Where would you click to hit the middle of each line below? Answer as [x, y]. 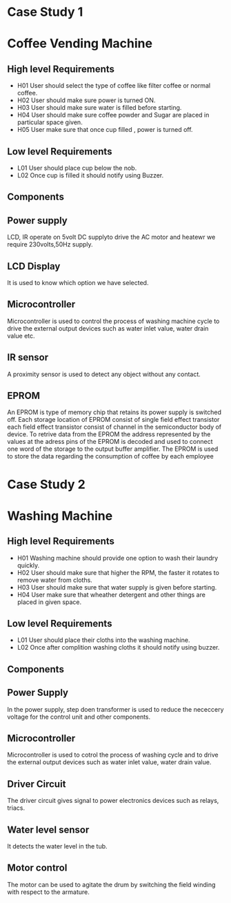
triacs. [16, 808]
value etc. [21, 336]
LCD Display [34, 266]
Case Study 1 [45, 12]
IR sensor [28, 357]
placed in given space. [49, 602]
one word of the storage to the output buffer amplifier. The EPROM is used [113, 449]
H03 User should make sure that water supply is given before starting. [117, 587]
